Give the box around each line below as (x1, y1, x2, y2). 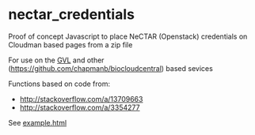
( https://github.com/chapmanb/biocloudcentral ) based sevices (8, 63, 214, 73)
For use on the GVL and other (8, 55, 105, 65)
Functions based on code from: (8, 79, 111, 88)
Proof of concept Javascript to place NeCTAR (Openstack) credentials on (8, 32, 248, 41)
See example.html (8, 118, 67, 127)
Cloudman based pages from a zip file (8, 39, 133, 49)
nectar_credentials (8, 6, 135, 24)
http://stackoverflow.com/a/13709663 (19, 94, 143, 103)
